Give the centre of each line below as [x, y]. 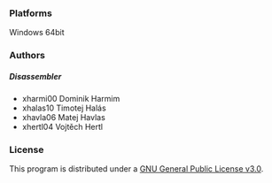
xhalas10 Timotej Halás [64, 108]
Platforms [31, 13]
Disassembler [35, 76]
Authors [27, 56]
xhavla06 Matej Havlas [64, 118]
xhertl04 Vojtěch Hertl [62, 127]
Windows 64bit [37, 33]
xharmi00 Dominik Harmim [71, 99]
